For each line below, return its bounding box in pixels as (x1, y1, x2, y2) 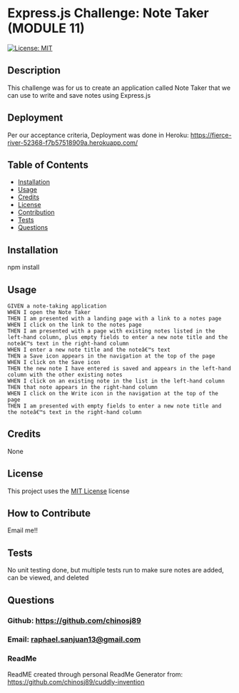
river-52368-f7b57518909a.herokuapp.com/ (7, 138, 138, 147)
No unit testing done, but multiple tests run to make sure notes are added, (7, 566, 225, 575)
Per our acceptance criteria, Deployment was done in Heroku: (7, 131, 189, 139)
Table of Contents (7, 158, 89, 171)
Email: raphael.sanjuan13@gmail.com (7, 634, 141, 644)
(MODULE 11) (7, 20, 86, 36)
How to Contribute (7, 507, 91, 520)
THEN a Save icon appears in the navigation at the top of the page (7, 353, 215, 360)
